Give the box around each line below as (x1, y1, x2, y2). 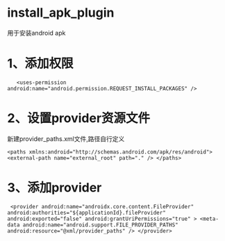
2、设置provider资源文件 (7, 110, 151, 126)
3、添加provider (7, 180, 102, 195)
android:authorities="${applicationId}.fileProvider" (7, 209, 167, 216)
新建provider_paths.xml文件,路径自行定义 (7, 134, 125, 143)
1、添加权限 (7, 56, 74, 72)
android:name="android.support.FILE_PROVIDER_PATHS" (22, 221, 178, 228)
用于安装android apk (7, 28, 66, 37)
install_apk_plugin (7, 5, 115, 21)
